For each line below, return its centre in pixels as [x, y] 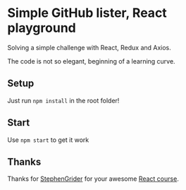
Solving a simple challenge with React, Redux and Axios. [89, 47]
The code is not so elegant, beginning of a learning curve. [91, 61]
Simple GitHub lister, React [87, 13]
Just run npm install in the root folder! [63, 100]
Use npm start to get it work [48, 140]
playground [42, 28]
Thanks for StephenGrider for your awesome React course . [93, 179]
